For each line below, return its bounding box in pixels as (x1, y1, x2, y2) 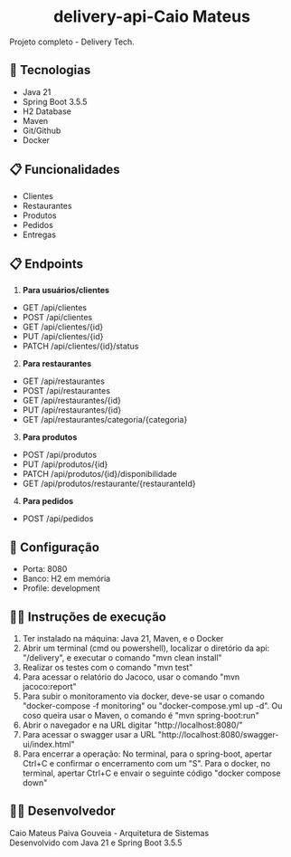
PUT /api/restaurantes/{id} (22, 405, 122, 415)
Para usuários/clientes (22, 285, 110, 296)
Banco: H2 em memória (22, 573, 111, 585)
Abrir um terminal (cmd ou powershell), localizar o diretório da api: (22, 643, 270, 653)
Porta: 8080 (22, 564, 68, 575)
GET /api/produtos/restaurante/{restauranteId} (22, 478, 196, 490)
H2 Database (22, 106, 72, 117)
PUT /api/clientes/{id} (22, 331, 104, 342)
